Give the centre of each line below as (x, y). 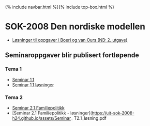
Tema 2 (14, 97)
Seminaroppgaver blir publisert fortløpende (72, 55)
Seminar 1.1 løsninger (33, 85)
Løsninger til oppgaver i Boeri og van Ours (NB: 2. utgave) (70, 40)
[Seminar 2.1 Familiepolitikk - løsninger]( (52, 113)
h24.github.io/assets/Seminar (41, 118)
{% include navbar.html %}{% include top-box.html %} (60, 7)
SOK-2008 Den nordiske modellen (75, 27)
